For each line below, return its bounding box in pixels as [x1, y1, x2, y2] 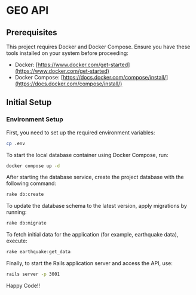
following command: [6, 180, 57, 187]
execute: [6, 237, 28, 245]
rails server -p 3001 [6, 271, 60, 278]
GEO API [6, 4, 49, 17]
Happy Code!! [6, 282, 41, 289]
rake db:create [6, 192, 44, 198]
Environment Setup [6, 115, 64, 124]
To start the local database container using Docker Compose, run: [6, 151, 169, 158]
